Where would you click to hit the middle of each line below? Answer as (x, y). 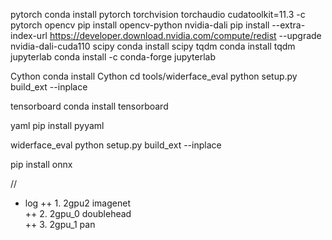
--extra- (288, 25)
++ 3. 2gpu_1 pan (60, 224)
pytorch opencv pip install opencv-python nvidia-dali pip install (140, 25)
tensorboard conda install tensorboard (89, 106)
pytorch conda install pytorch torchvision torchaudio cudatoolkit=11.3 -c (158, 14)
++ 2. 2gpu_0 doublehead (78, 213)
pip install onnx (41, 164)
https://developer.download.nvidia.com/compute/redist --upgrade (185, 35)
